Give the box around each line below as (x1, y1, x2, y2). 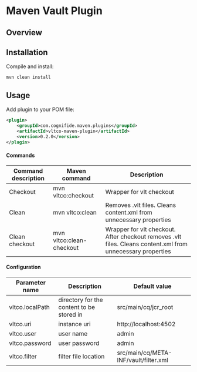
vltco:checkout (53, 191, 94, 199)
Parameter (15, 278, 46, 286)
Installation (6, 47, 48, 57)
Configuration (6, 263, 41, 271)
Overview (6, 28, 43, 38)
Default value (133, 282, 172, 290)
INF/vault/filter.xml (117, 356, 168, 364)
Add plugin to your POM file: (6, 106, 74, 113)
